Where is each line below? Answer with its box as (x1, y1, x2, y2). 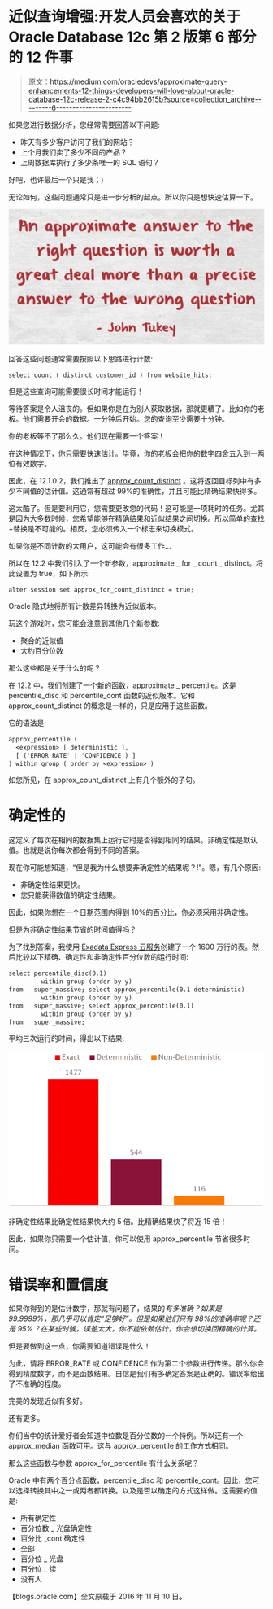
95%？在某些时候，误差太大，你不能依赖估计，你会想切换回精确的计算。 (17, 1324, 262, 1334)
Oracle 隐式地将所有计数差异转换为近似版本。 (8, 601, 161, 611)
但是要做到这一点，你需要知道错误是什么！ (8, 1341, 151, 1351)
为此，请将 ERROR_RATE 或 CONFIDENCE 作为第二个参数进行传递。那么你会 (8, 1358, 264, 1368)
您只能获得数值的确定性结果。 (19, 890, 120, 899)
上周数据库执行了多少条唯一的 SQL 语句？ (19, 157, 160, 167)
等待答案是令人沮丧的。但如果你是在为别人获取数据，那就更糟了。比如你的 (8, 404, 258, 413)
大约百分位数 (19, 646, 63, 656)
